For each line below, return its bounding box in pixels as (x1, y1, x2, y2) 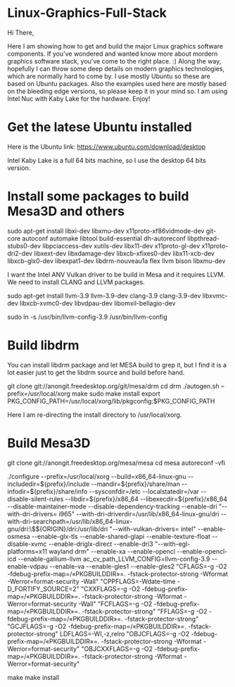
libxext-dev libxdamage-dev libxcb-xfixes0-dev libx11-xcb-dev (34, 249, 215, 257)
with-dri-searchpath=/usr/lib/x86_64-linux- (7, 517, 132, 525)
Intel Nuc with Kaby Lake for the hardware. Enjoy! (7, 94, 151, 103)
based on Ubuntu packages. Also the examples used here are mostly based (7, 79, 227, 87)
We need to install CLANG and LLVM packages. (7, 277, 146, 286)
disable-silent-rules (7, 494, 64, 503)
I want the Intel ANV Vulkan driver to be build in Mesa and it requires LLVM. (7, 270, 225, 279)
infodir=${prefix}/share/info (7, 487, 88, 495)
